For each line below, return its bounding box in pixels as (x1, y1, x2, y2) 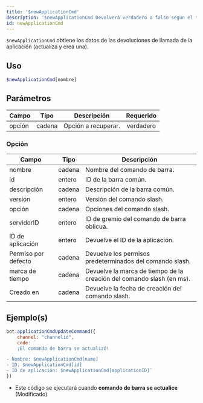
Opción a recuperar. (63, 122, 121, 130)
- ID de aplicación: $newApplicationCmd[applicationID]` (6, 367, 153, 374)
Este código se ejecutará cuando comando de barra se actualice (14, 384, 178, 391)
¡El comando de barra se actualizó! (17, 346, 110, 352)
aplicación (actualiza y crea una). (6, 43, 89, 50)
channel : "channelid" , (17, 334, 74, 340)
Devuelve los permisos (85, 249, 150, 258)
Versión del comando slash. (85, 195, 164, 203)
